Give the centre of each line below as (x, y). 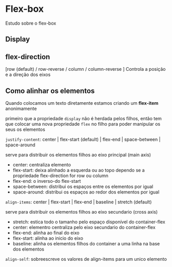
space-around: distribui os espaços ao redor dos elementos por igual (86, 192)
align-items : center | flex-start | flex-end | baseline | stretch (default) (79, 202)
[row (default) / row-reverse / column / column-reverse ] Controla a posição (85, 69)
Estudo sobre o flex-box (31, 23)
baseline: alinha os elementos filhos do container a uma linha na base (86, 243)
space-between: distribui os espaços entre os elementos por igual (83, 186)
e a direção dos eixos (28, 74)
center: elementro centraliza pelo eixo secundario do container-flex (84, 227)
